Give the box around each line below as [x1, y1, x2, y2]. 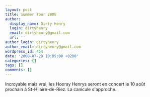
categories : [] [5, 58, 37, 63]
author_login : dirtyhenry [5, 40, 59, 45]
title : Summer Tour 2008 [5, 12, 57, 17]
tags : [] [5, 63, 23, 68]
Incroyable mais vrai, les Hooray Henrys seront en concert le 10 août [5, 81, 146, 87]
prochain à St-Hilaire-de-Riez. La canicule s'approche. [5, 87, 117, 92]
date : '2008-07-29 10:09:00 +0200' [5, 53, 79, 59]
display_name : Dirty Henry [9, 21, 66, 26]
